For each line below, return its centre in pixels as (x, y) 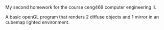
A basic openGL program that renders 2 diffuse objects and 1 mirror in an (82, 17)
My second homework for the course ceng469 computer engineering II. (81, 7)
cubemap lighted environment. (38, 22)
